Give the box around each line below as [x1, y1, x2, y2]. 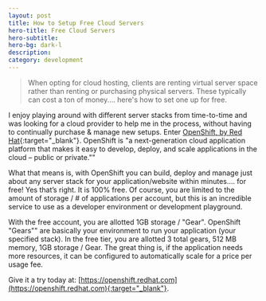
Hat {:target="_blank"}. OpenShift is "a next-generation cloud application [8, 135, 245, 145]
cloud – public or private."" [8, 152, 96, 162]
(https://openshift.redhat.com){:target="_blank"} [8, 283, 167, 293]
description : [8, 49, 52, 57]
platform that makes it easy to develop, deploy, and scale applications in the [8, 144, 257, 154]
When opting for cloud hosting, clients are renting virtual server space [27, 77, 258, 88]
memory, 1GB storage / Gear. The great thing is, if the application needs [8, 242, 243, 252]
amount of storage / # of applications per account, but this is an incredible [8, 193, 252, 203]
